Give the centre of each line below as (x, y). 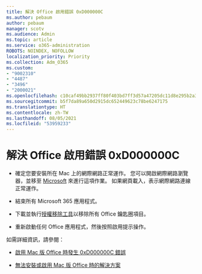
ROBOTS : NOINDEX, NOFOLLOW (40, 51)
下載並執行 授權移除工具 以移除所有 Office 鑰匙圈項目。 (82, 214)
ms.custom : (20, 68)
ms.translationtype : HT (36, 107)
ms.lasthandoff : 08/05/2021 (41, 118)
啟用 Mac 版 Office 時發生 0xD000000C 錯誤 (70, 252)
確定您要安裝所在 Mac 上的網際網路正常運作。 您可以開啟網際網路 (96, 173)
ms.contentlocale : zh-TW (37, 113)
